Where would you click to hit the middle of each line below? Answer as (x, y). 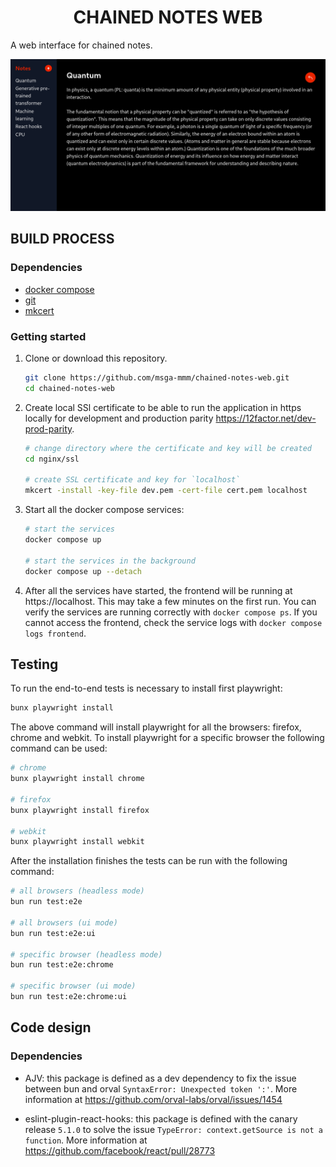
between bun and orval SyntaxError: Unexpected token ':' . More (161, 1088)
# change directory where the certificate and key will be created (168, 448)
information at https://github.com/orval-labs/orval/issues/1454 (153, 1099)
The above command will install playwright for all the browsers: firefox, (156, 727)
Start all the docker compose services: (104, 510)
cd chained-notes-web (69, 388)
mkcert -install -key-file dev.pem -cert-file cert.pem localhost (166, 491)
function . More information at (86, 1140)
